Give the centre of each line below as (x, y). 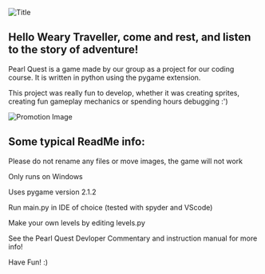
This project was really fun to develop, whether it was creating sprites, (124, 92)
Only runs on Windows (46, 176)
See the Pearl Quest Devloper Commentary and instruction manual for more (133, 238)
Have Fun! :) (28, 262)
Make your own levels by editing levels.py (77, 222)
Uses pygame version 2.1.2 (53, 192)
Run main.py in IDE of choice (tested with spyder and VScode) (111, 207)
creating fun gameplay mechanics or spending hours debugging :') (119, 101)
